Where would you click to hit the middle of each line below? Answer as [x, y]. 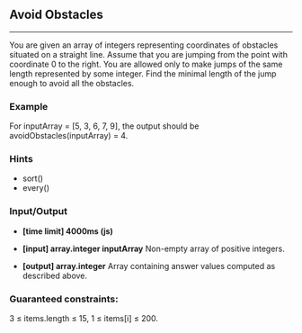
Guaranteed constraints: [64, 299]
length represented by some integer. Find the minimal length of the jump [143, 73]
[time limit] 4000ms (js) [68, 231]
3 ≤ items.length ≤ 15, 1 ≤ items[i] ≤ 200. [84, 318]
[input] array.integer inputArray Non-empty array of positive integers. [154, 248]
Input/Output [38, 211]
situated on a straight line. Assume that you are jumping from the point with [148, 54]
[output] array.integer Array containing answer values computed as [149, 265]
